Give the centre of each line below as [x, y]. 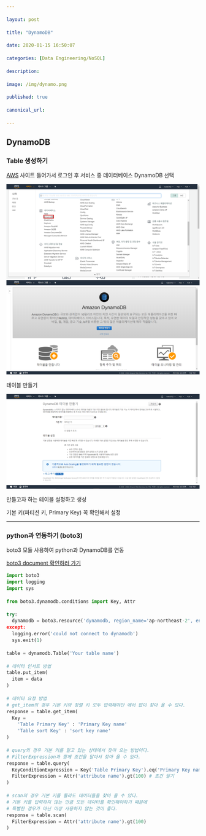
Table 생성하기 [27, 161]
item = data [27, 679]
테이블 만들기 [22, 385]
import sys [20, 589]
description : [23, 71]
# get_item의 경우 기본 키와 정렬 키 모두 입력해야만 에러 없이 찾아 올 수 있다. [96, 705]
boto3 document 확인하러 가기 [44, 563]
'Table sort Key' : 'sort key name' [64, 731]
